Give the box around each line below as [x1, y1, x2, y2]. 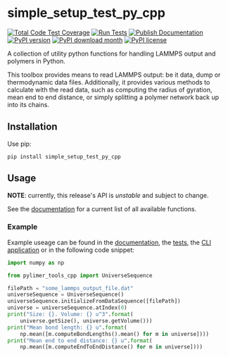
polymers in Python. [7, 56, 65, 65]
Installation [7, 121, 58, 133]
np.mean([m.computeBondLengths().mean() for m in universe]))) [20, 330, 210, 337]
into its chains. [7, 100, 49, 108]
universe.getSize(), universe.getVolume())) [20, 317, 153, 325]
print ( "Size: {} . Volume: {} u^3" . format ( [7, 311, 134, 318]
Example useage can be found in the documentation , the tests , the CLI [7, 238, 212, 246]
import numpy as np [7, 259, 65, 266]
